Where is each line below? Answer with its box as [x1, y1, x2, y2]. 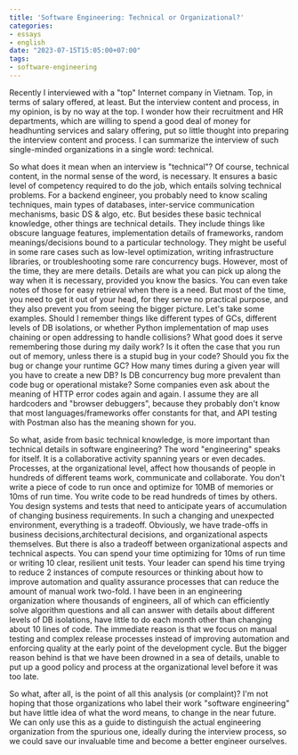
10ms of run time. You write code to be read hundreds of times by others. [9, 491, 278, 502]
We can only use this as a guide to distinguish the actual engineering [9, 717, 262, 727]
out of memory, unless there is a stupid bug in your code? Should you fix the [9, 350, 289, 361]
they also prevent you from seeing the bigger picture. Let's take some [9, 303, 265, 314]
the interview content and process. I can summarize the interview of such [9, 135, 279, 145]
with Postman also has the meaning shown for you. [9, 416, 197, 428]
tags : [9, 54, 29, 63]
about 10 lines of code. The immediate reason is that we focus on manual [9, 623, 278, 634]
